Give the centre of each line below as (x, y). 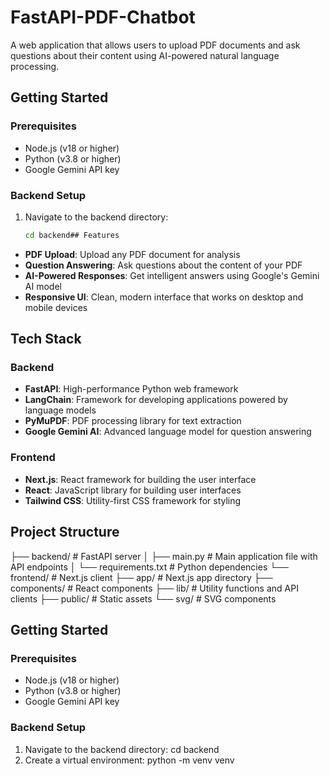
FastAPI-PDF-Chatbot (103, 17)
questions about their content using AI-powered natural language (145, 55)
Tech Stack (46, 339)
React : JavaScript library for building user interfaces (133, 490)
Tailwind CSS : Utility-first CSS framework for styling (133, 500)
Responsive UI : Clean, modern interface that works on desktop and (164, 297)
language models (60, 410)
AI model (43, 286)
